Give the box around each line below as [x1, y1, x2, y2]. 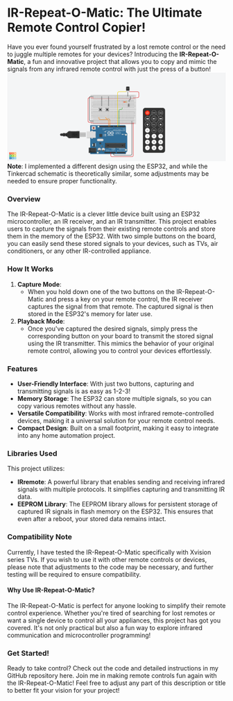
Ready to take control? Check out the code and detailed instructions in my [7, 664, 218, 673]
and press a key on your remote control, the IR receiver [45, 295, 202, 303]
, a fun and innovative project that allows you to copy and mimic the [24, 57, 217, 65]
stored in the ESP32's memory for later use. [27, 309, 153, 317]
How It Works [7, 264, 54, 274]
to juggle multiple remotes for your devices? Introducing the [7, 50, 178, 58]
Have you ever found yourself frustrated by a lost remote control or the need [7, 42, 226, 51]
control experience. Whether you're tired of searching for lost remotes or [7, 609, 216, 617]
